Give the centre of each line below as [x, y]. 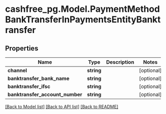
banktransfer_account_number [45, 95]
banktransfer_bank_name [39, 78]
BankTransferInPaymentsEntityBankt [83, 19]
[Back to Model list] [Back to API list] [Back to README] [62, 107]
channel [17, 70]
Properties [22, 48]
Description [120, 62]
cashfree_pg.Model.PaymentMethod [83, 9]
